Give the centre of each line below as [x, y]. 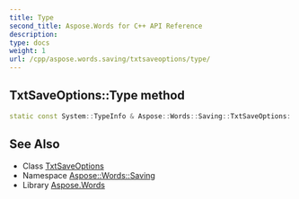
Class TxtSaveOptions [63, 166]
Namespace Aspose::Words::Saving [88, 175]
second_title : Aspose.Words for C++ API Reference [106, 26]
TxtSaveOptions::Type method [97, 95]
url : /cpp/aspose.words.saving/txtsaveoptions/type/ [110, 59]
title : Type [31, 17]
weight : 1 [28, 51]
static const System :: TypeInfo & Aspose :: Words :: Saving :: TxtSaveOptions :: [152, 116]
